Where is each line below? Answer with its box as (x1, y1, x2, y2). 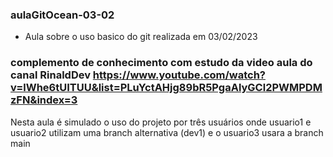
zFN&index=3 (10, 93, 78, 107)
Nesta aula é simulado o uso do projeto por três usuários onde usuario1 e (10, 116, 312, 128)
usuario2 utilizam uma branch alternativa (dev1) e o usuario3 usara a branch (10, 126, 324, 138)
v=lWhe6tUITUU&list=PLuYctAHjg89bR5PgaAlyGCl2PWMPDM (10, 81, 323, 95)
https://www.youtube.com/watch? (92, 68, 267, 82)
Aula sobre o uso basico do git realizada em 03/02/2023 (24, 31, 258, 43)
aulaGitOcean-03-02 (10, 8, 115, 22)
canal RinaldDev (10, 68, 91, 82)
